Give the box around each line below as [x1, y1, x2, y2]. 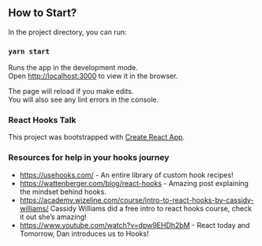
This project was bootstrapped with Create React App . [8, 132, 185, 142]
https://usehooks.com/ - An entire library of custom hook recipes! [19, 170, 234, 180]
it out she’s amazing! [19, 212, 87, 222]
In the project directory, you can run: [8, 27, 127, 36]
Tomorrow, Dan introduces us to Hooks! [19, 229, 149, 238]
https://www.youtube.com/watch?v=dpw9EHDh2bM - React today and [19, 220, 250, 229]
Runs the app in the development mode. [8, 63, 138, 73]
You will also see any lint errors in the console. [8, 95, 159, 105]
